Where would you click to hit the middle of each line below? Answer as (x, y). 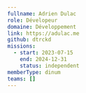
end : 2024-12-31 (44, 59)
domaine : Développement (42, 27)
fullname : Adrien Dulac (42, 14)
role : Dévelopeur (33, 20)
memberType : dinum (34, 72)
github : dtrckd (29, 40)
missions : (22, 46)
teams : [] (22, 79)
